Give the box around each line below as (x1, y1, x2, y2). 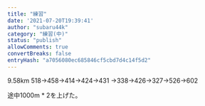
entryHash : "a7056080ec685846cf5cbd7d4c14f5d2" (7, 57, 152, 64)
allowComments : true (7, 43, 69, 51)
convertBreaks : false (7, 51, 72, 58)
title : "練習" (7, 10, 48, 18)
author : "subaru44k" (7, 23, 69, 31)
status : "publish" (7, 37, 62, 44)
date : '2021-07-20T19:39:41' (7, 17, 94, 24)
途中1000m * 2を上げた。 (7, 90, 82, 100)
